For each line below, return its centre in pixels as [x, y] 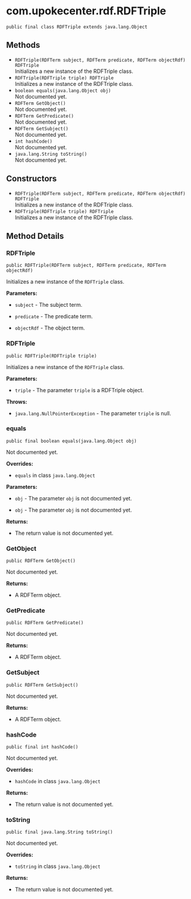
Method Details [35, 236]
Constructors [32, 179]
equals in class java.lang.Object [55, 475]
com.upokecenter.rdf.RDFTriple [86, 11]
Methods [23, 45]
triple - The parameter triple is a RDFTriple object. [79, 390]
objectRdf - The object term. [50, 328]
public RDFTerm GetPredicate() [45, 623]
